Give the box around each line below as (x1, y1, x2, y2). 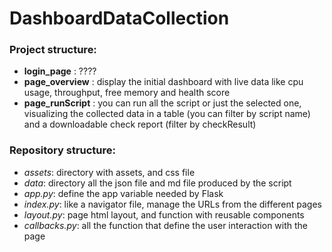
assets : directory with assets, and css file (23, 166, 196, 178)
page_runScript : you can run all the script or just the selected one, (23, 97, 302, 109)
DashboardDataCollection (9, 7, 230, 30)
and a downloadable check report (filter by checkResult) (23, 118, 257, 131)
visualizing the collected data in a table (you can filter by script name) (23, 108, 311, 120)
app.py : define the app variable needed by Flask (23, 187, 224, 199)
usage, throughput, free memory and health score (23, 87, 231, 99)
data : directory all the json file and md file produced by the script (23, 177, 292, 189)
